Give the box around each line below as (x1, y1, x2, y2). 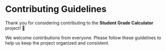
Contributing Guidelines (5, 3, 107, 15)
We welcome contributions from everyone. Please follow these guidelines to (5, 35, 162, 41)
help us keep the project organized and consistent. (5, 40, 110, 46)
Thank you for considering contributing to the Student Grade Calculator (5, 20, 154, 26)
